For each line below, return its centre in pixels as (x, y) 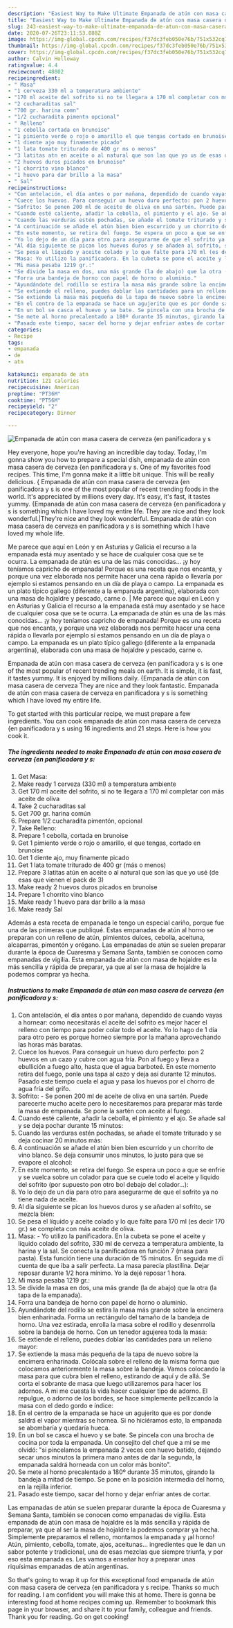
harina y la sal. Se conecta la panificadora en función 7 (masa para (113, 1251)
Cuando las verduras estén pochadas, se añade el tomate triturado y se (120, 1133)
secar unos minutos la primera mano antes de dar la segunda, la (109, 1457)
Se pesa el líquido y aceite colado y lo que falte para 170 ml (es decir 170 (121, 1221)
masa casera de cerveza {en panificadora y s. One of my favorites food (110, 467)
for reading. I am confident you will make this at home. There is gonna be (112, 1594)
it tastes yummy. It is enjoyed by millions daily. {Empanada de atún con (109, 678)
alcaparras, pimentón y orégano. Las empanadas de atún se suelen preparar (117, 945)
